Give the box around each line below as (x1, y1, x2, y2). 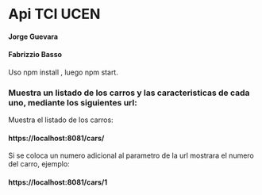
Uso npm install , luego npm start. (8, 67, 119, 77)
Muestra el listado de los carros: (8, 115, 114, 124)
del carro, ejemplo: (8, 159, 70, 169)
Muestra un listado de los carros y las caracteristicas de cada (8, 87, 250, 98)
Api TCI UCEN (8, 6, 101, 23)
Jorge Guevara (8, 32, 58, 41)
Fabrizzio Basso (8, 50, 62, 59)
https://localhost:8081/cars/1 (8, 178, 108, 187)
